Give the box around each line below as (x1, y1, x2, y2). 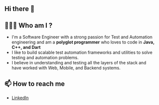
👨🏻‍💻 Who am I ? (4, 21, 53, 30)
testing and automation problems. (11, 55, 79, 60)
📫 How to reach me (4, 79, 65, 88)
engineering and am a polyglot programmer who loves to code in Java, (11, 39, 155, 45)
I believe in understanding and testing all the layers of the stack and (11, 60, 146, 66)
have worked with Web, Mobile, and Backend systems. (11, 65, 121, 71)
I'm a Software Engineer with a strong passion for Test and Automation (11, 34, 153, 40)
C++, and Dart (11, 45, 41, 50)
